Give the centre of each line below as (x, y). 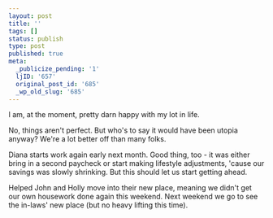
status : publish (36, 39)
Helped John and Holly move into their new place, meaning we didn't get (130, 188)
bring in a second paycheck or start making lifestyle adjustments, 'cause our (136, 163)
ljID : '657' (36, 76)
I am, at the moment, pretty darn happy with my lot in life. (104, 115)
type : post (27, 46)
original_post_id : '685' (58, 84)
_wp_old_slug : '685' (50, 92)
